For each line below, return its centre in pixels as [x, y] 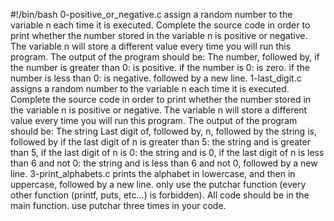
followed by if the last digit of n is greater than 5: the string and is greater [160, 142]
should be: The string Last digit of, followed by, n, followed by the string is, [163, 131]
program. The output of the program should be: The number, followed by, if [165, 57]
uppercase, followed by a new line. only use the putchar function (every [158, 184]
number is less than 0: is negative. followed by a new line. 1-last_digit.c [156, 78]
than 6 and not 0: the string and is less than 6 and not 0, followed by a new [164, 163]
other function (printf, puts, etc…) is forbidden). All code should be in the [160, 195]
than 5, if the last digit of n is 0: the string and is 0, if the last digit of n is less [167, 152]
